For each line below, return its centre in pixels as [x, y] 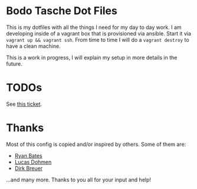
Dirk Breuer [29, 168]
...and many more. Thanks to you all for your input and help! [79, 180]
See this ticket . [24, 104]
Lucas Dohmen [33, 162]
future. [14, 64]
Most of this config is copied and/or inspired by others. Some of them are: [96, 144]
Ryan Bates [28, 155]
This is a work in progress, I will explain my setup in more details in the [92, 57]
